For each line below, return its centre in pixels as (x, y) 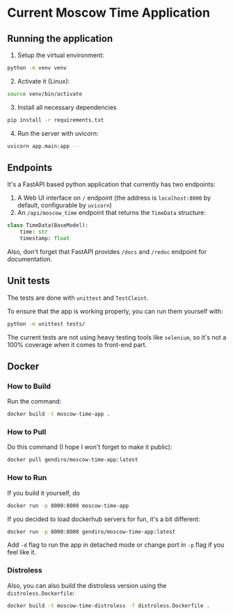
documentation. (30, 259)
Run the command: (34, 401)
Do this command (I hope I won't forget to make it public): (90, 447)
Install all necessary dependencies (67, 107)
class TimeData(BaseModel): (48, 225)
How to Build (29, 386)
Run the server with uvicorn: (58, 133)
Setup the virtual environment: (61, 55)
